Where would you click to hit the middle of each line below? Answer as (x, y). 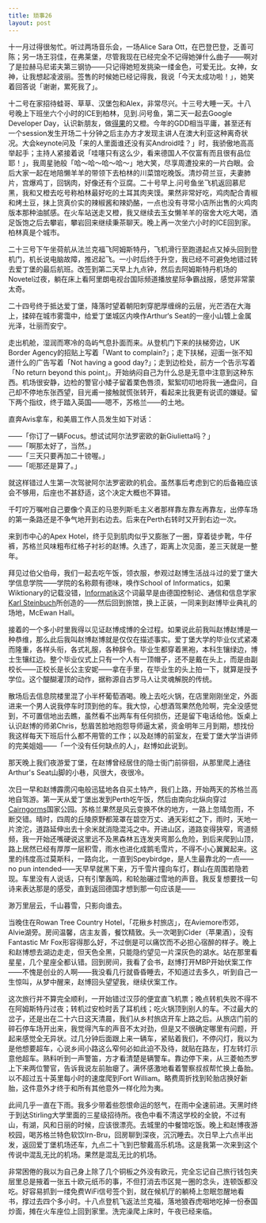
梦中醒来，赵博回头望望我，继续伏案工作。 (112, 982)
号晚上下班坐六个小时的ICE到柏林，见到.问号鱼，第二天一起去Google (120, 113)
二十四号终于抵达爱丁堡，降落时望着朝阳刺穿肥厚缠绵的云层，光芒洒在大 (126, 306)
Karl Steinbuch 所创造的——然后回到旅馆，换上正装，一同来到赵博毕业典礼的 (133, 602)
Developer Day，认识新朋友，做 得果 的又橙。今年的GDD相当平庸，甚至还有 (130, 123)
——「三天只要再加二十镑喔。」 (59, 455)
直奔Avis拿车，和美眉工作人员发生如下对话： (81, 419)
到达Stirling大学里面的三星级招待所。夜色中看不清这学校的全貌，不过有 (131, 1115)
